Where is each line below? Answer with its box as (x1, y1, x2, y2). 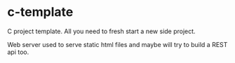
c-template (7, 4, 74, 20)
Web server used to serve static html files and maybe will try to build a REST (7, 40, 228, 48)
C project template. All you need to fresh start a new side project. (7, 27, 196, 35)
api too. (7, 48, 29, 56)
